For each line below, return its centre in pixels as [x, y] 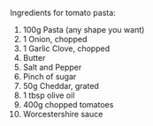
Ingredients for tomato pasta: [63, 13]
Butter [34, 58]
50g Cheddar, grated [61, 86]
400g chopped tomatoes [68, 104]
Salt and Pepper [52, 67]
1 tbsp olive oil [49, 95]
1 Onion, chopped [55, 39]
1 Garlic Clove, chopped [66, 48]
